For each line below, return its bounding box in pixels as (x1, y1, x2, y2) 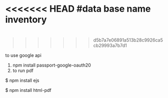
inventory (5, 14, 47, 25)
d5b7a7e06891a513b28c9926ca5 (93, 37, 163, 43)
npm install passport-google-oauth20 (12, 62, 91, 69)
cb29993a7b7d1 (93, 43, 128, 49)
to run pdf (12, 68, 34, 74)
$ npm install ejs (5, 77, 39, 84)
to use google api (5, 52, 41, 58)
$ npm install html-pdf (5, 87, 52, 93)
